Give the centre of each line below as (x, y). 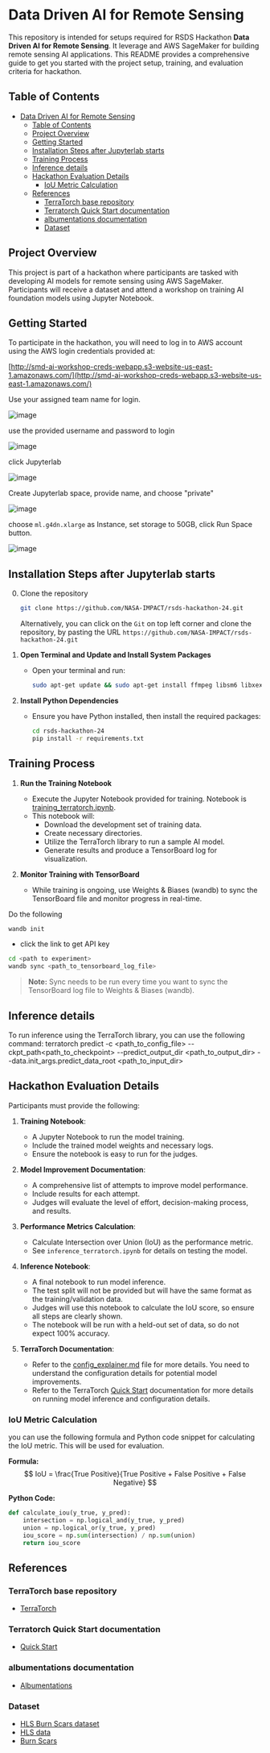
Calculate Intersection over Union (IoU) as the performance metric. (143, 1242)
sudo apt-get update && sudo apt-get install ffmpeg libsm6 (135, 685)
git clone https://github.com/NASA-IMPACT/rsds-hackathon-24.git (131, 609)
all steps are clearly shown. (77, 1316)
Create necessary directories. (93, 833)
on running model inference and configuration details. (121, 1398)
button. (20, 533)
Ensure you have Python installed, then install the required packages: (146, 716)
